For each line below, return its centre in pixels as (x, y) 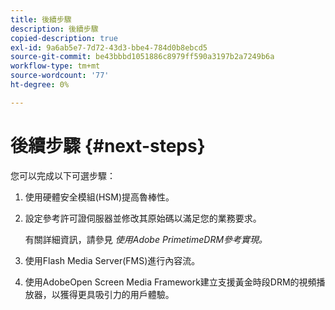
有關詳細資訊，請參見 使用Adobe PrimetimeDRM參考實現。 (146, 239)
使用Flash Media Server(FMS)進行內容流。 (112, 260)
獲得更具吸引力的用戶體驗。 (117, 294)
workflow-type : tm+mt (55, 66)
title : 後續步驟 (41, 19)
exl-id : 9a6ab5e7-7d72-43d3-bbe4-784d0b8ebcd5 (109, 47)
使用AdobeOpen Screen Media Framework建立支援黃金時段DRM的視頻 (170, 282)
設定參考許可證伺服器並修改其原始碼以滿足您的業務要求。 (143, 218)
